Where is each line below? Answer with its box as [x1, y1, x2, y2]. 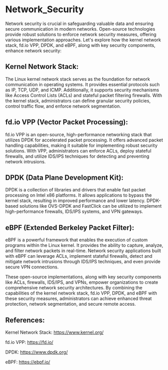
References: [5, 315, 45, 325]
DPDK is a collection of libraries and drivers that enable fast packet [5, 187, 146, 193]
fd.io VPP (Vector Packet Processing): [5, 118, 128, 127]
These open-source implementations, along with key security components [5, 274, 161, 280]
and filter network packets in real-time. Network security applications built [5, 248, 161, 254]
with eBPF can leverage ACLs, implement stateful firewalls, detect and [5, 253, 153, 259]
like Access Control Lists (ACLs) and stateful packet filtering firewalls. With [5, 92, 162, 98]
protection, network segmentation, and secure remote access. [5, 301, 136, 307]
